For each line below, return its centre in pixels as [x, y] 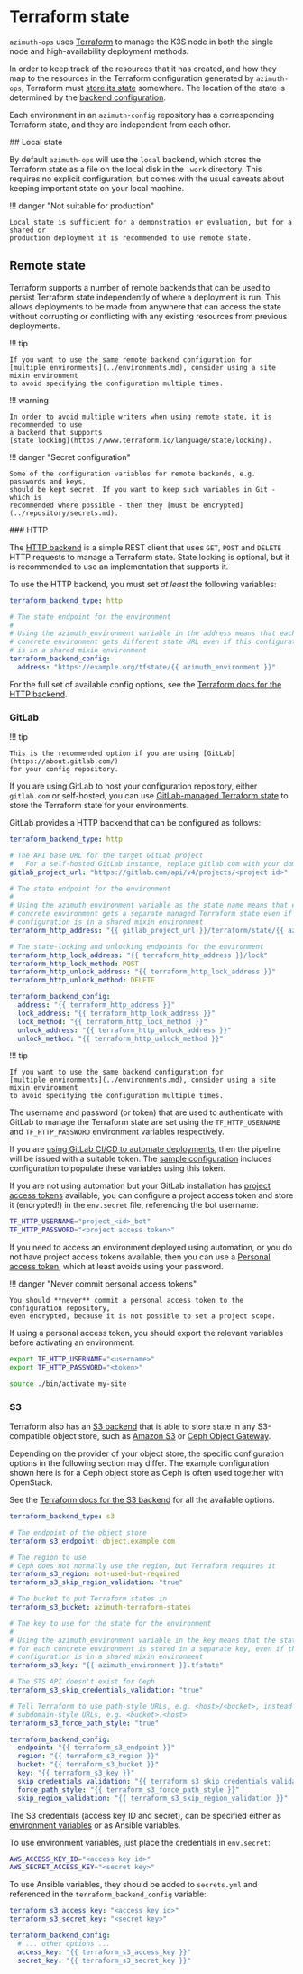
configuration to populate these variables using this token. [117, 1168]
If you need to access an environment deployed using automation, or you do [151, 1248]
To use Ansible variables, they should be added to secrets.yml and [133, 1885]
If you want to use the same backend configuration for [116, 1072]
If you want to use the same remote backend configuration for [131, 360]
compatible [30, 1436]
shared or [28, 230]
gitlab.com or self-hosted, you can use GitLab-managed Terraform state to [149, 796]
